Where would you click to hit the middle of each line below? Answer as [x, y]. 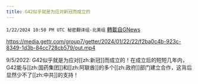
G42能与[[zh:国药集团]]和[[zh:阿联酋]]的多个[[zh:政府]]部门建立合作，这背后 [99, 67]
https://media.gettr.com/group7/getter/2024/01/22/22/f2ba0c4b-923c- [94, 41]
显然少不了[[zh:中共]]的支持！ [43, 74]
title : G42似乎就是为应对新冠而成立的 [48, 12]
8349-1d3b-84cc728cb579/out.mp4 [51, 48]
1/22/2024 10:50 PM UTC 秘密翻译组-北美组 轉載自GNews [73, 29]
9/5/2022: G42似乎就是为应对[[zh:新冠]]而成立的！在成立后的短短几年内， [97, 60]
